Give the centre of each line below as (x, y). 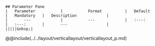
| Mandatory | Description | (57, 16)
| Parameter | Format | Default (78, 11)
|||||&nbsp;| (19, 29)
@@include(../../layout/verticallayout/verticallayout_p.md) (66, 38)
